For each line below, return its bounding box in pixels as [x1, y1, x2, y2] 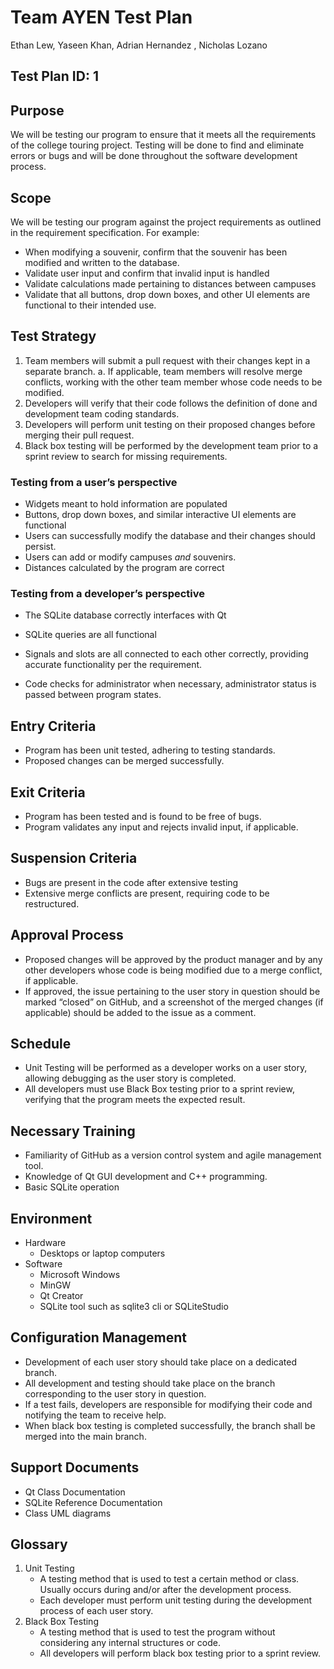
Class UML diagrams [24, 1507, 112, 1519]
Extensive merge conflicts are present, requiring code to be [24, 887, 270, 899]
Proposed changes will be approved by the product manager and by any [24, 953, 323, 965]
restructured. [24, 897, 80, 910]
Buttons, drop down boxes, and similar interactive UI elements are [24, 509, 297, 521]
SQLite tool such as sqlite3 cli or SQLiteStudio [39, 1301, 229, 1313]
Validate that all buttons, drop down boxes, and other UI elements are [24, 288, 311, 300]
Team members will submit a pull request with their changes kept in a [24, 354, 311, 366]
